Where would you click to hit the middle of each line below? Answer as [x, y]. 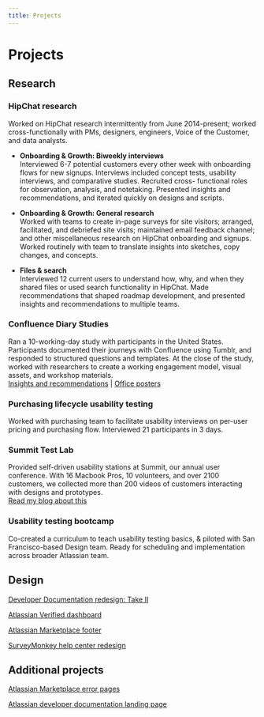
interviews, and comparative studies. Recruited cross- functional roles [134, 181]
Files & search [43, 270]
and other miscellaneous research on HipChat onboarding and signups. [136, 238]
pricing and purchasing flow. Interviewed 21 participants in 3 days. [115, 430]
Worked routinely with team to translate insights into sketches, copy [130, 247]
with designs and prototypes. [56, 492]
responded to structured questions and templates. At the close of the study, [131, 358]
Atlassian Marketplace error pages [64, 689]
